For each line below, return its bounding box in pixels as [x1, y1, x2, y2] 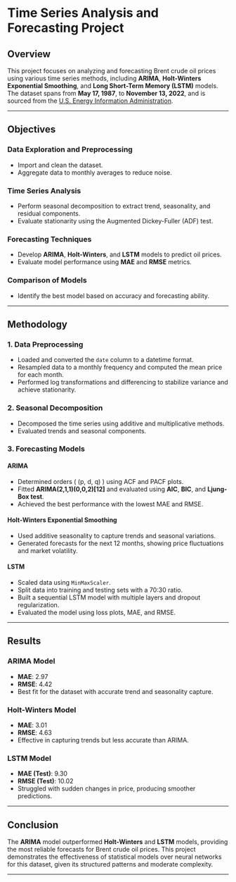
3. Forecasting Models [7, 444, 86, 454]
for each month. [17, 371, 65, 379]
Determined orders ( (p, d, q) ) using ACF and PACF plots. [17, 477, 184, 485]
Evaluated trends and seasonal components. [17, 426, 147, 435]
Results [7, 635, 41, 647]
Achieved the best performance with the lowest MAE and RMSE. [17, 499, 204, 508]
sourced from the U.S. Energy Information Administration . [7, 97, 173, 105]
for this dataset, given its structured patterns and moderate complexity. [7, 860, 214, 869]
